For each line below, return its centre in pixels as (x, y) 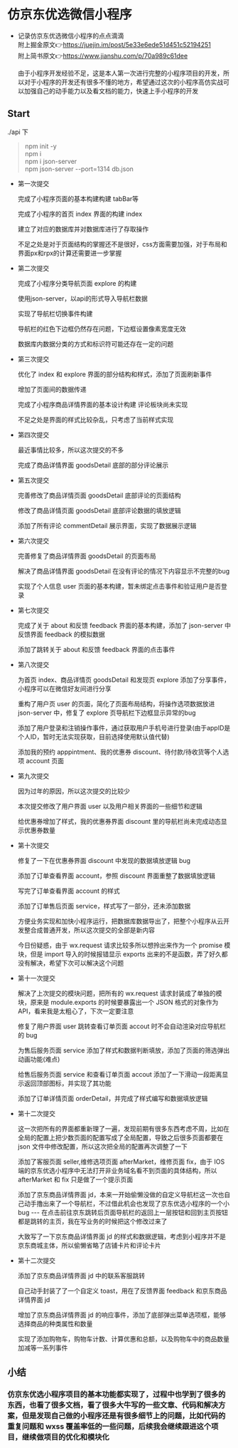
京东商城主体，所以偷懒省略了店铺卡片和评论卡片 (89, 1245)
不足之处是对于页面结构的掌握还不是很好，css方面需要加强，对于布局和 (122, 244)
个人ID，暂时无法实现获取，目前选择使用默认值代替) (93, 736)
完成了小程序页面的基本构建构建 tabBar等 (78, 198)
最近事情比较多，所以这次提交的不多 (71, 450)
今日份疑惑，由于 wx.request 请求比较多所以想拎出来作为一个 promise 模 (124, 945)
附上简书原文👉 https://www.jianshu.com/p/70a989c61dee (103, 56)
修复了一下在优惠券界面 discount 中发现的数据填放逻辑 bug (104, 860)
